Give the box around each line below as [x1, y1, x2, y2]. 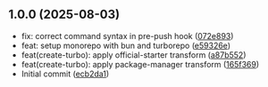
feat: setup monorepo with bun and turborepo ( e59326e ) [21, 40, 231, 51]
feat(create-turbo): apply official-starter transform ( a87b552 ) [21, 49, 247, 60]
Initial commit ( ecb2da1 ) [21, 68, 110, 79]
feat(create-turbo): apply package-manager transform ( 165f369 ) [21, 59, 260, 69]
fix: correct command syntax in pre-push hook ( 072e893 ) [21, 30, 234, 41]
